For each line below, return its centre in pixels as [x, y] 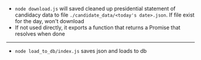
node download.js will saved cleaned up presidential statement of [95, 9]
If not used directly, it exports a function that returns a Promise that [98, 27]
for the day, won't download [49, 21]
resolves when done [40, 34]
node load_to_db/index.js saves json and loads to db [81, 51]
